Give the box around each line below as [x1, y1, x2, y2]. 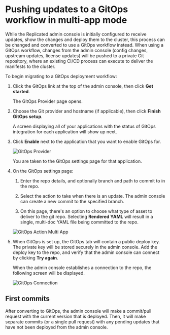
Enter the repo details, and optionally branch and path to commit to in [20, 177, 165, 183]
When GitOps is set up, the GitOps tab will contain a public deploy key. [12, 238, 160, 244]
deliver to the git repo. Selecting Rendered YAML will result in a [20, 213, 153, 219]
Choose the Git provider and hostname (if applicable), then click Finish [12, 108, 161, 114]
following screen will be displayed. [12, 270, 85, 276]
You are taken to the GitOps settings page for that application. [12, 158, 142, 164]
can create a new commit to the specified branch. [20, 198, 124, 204]
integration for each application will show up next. [12, 128, 117, 135]
